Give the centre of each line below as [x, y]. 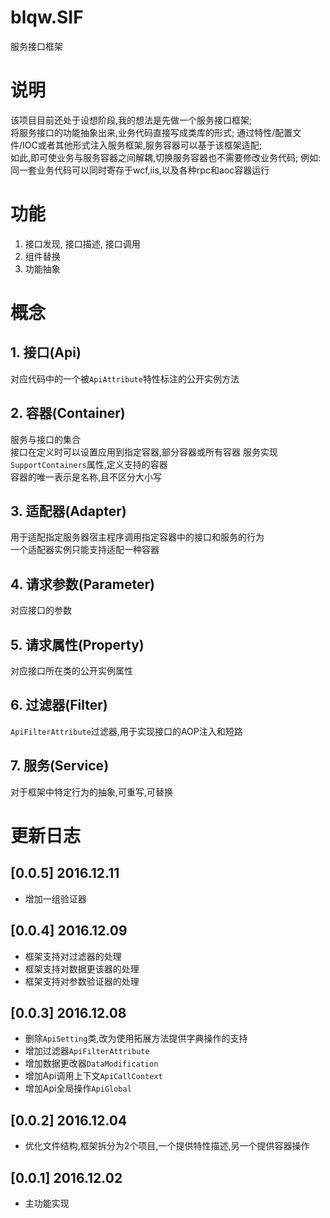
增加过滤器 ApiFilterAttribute [87, 1051]
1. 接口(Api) [46, 352]
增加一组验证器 [55, 898]
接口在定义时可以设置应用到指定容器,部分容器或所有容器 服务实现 [144, 452]
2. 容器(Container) [68, 413]
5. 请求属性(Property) [77, 644]
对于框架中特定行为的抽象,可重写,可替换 [92, 792]
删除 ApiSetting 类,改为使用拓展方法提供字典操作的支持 [136, 1038]
